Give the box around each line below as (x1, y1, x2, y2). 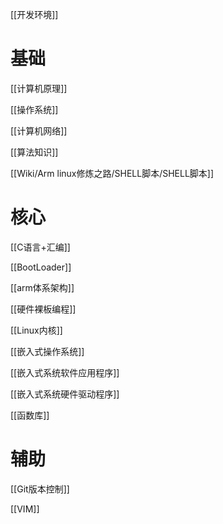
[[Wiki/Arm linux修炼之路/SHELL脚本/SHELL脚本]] (10, 167, 215, 179)
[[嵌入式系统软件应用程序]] (10, 366, 120, 378)
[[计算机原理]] (10, 82, 68, 94)
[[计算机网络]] (10, 124, 68, 137)
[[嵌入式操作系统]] (10, 345, 85, 357)
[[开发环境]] (10, 9, 59, 20)
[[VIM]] (10, 503, 40, 515)
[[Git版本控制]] (10, 483, 70, 495)
